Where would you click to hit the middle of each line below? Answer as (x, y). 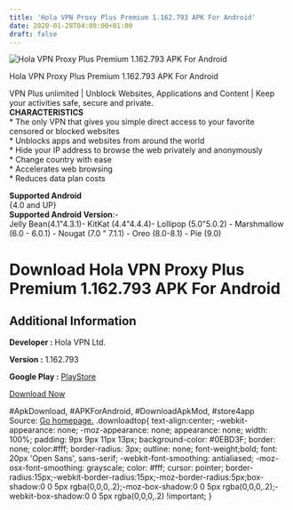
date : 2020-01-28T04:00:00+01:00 (71, 26)
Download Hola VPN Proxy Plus (127, 270)
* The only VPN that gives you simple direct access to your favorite (132, 122)
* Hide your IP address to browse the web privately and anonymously (136, 150)
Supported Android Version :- (64, 215)
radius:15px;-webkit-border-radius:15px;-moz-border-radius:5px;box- (137, 477)
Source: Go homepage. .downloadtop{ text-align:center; (112, 421)
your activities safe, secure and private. (81, 103)
